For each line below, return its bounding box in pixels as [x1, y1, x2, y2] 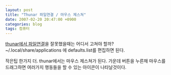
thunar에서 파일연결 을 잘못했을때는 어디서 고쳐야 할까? [5, 41, 114, 47]
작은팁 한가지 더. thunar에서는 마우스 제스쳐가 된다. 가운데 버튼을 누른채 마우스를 [5, 58, 166, 64]
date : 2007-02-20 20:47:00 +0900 [5, 17, 77, 22]
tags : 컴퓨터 [5, 26, 30, 31]
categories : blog [5, 21, 42, 27]
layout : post [5, 7, 33, 13]
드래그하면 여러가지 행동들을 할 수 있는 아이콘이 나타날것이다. [5, 64, 127, 70]
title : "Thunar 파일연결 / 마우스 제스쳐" [5, 12, 86, 17]
